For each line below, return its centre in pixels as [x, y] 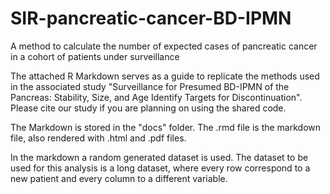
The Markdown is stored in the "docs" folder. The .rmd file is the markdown [166, 127]
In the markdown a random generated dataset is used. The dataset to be [159, 157]
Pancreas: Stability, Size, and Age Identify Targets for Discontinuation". [156, 97]
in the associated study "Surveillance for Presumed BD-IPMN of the [150, 86]
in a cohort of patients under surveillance [95, 56]
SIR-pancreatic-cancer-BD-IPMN [151, 18]
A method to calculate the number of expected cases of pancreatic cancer [164, 46]
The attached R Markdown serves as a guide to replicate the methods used [165, 76]
